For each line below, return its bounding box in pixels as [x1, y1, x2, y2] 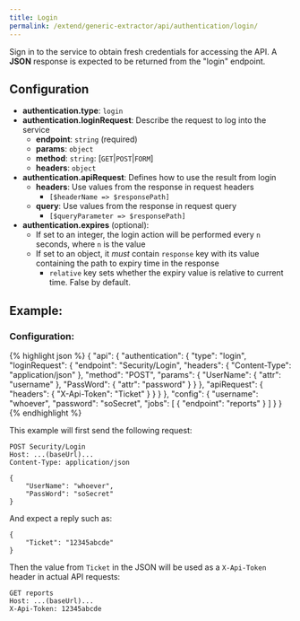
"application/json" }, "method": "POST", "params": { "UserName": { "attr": [9, 370, 282, 380]
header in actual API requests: [9, 572, 121, 582]
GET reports [9, 589, 54, 598]
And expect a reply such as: [9, 513, 113, 523]
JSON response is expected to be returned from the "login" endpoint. [9, 56, 266, 66]
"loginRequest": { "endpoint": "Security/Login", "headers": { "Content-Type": [9, 360, 292, 371]
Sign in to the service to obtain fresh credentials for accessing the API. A [9, 46, 278, 57]
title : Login [9, 13, 58, 22]
